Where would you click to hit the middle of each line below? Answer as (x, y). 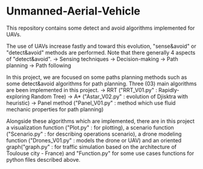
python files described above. (43, 159)
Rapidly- (169, 90)
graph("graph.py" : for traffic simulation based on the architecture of (92, 147)
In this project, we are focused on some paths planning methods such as (97, 77)
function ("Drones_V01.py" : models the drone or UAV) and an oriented (94, 140)
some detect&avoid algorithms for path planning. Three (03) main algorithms (101, 84)
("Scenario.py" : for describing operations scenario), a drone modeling (94, 134)
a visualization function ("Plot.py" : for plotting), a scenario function (90, 127)
